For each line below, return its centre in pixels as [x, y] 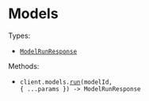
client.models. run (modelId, [66, 82]
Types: [19, 36]
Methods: [24, 66]
